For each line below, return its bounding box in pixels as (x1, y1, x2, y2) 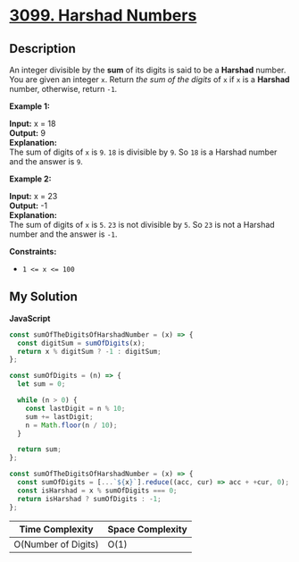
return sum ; (17, 445, 62, 454)
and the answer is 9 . (9, 156, 83, 166)
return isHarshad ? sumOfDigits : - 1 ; (17, 494, 162, 503)
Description (9, 41, 76, 56)
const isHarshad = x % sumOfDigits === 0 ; (17, 486, 178, 495)
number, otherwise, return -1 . (9, 84, 118, 94)
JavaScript (9, 313, 51, 323)
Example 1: (9, 101, 51, 112)
